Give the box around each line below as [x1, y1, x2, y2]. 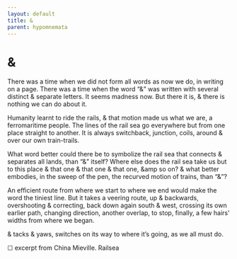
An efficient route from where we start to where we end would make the [7, 186, 217, 195]
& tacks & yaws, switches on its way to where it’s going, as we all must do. [7, 230, 224, 238]
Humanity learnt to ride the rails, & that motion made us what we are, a [7, 114, 213, 122]
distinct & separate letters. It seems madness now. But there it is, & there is [7, 93, 225, 101]
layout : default [7, 10, 55, 18]
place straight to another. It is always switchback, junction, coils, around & [7, 129, 223, 137]
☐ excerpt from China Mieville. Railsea [7, 243, 120, 252]
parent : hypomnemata [7, 23, 69, 30]
